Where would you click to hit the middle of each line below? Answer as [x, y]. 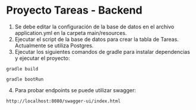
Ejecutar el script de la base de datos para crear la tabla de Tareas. [97, 39]
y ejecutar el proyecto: [42, 58]
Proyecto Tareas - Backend [74, 10]
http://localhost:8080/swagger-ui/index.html [63, 101]
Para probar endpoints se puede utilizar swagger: [75, 90]
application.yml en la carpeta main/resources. [71, 33]
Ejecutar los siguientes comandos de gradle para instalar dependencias [102, 51]
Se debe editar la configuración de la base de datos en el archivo [94, 27]
